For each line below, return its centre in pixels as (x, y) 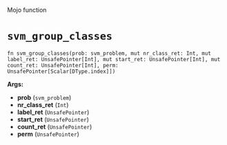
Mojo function (27, 10)
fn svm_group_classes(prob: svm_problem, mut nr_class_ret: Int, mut (109, 53)
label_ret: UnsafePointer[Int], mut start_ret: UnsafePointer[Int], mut (114, 59)
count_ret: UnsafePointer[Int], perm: (63, 65)
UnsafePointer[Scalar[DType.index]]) (61, 71)
